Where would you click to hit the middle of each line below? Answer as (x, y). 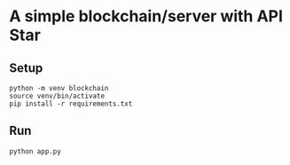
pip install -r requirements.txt (71, 104)
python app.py (35, 151)
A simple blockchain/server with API (146, 16)
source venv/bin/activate (57, 96)
